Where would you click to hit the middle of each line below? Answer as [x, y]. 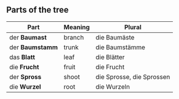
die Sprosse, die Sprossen [133, 77]
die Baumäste [115, 37]
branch [74, 37]
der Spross [25, 77]
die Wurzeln [113, 86]
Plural [133, 27]
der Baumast [28, 37]
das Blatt [22, 57]
